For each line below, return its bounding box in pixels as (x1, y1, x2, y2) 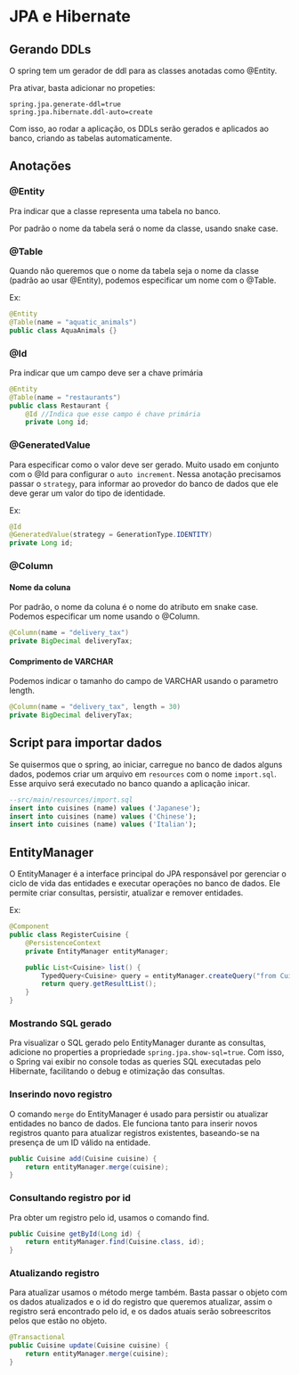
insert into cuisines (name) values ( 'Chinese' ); (9, 811, 198, 821)
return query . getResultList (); (41, 979, 158, 989)
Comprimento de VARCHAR (9, 655, 114, 666)
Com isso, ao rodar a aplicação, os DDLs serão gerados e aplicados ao (9, 123, 270, 134)
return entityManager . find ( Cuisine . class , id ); (25, 1238, 205, 1247)
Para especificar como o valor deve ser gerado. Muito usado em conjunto (9, 459, 279, 470)
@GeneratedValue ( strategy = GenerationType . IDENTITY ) (9, 531, 214, 539)
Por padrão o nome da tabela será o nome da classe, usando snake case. (9, 223, 279, 234)
